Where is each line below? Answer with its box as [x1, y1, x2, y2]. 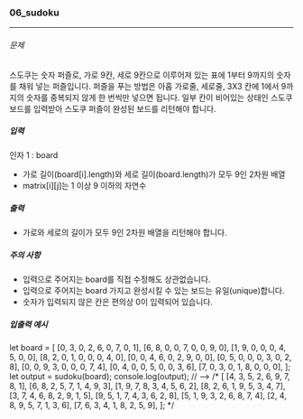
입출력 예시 [9, 319, 48, 330]
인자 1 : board [9, 150, 59, 161]
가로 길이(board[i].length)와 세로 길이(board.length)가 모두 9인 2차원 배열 [22, 169, 286, 180]
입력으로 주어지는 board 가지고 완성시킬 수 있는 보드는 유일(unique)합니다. [22, 285, 285, 296]
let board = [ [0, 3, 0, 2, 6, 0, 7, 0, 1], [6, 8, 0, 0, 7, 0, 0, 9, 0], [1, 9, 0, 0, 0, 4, [9, 342, 287, 353]
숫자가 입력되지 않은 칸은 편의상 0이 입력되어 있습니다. [22, 296, 214, 308]
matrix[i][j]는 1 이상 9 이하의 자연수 [22, 181, 147, 191]
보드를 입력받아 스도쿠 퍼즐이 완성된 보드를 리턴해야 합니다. [9, 103, 216, 114]
